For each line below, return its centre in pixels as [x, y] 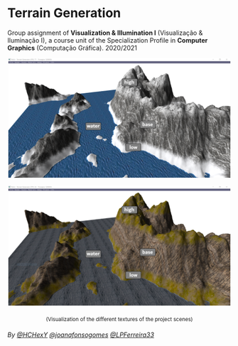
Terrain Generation [64, 13]
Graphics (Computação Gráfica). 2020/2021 [72, 48]
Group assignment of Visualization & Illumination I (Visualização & [105, 33]
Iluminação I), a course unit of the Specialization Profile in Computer [108, 40]
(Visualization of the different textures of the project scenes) [119, 319]
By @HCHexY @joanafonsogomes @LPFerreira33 [81, 335]
